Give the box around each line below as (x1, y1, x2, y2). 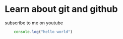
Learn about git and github (5, 3, 118, 15)
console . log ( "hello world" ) (14, 29, 73, 34)
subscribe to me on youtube (5, 20, 64, 26)
